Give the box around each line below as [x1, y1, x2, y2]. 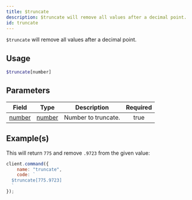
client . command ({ [6, 161, 49, 167]
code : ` [17, 172, 36, 178]
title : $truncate [6, 8, 49, 15]
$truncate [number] [6, 69, 52, 75]
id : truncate [6, 20, 39, 26]
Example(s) [6, 133, 49, 143]
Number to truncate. [64, 113, 120, 121]
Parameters [6, 86, 50, 96]
